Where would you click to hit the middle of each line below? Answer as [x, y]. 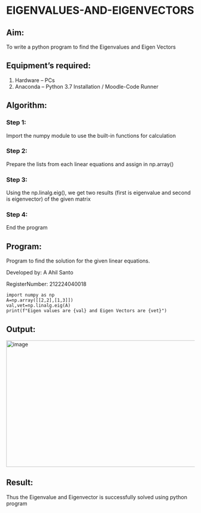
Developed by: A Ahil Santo [40, 273]
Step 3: [17, 179]
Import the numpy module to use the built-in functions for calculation [91, 135]
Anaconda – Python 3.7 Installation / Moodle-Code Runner [86, 86]
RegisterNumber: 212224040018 [46, 284]
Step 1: [16, 122]
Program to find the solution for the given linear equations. [78, 261]
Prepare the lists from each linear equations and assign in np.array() [90, 164]
